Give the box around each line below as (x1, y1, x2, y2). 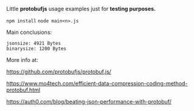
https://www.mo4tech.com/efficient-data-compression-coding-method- (6, 80, 188, 87)
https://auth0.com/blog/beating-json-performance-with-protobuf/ (6, 98, 172, 105)
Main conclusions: (6, 29, 52, 36)
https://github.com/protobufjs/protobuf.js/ (6, 68, 111, 75)
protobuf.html (6, 86, 41, 93)
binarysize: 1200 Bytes (6, 45, 67, 52)
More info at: (6, 56, 38, 63)
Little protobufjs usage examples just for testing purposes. (6, 5, 156, 12)
